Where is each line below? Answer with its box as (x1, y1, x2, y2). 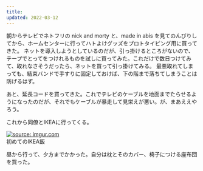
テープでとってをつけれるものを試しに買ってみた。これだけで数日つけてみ (6, 55, 192, 62)
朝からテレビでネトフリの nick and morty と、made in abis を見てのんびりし (6, 32, 198, 39)
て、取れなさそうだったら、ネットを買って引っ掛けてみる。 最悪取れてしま (6, 62, 194, 70)
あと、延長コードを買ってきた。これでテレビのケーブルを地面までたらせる (6, 90, 191, 98)
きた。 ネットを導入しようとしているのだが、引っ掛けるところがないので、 (6, 47, 194, 55)
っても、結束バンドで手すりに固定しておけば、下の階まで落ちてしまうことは (6, 70, 198, 77)
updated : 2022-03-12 (6, 15, 59, 21)
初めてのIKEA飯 (6, 138, 46, 145)
